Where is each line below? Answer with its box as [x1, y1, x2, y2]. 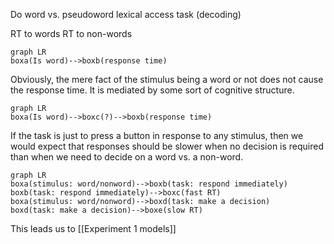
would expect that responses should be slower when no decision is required [10, 140, 325, 152]
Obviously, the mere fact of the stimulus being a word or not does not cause [10, 74, 324, 85]
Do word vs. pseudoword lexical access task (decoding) [10, 9, 242, 20]
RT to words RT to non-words [10, 28, 133, 39]
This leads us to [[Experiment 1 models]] [10, 223, 177, 234]
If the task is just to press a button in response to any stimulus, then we [10, 130, 304, 141]
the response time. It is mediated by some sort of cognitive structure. [10, 84, 295, 96]
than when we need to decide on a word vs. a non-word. [10, 151, 244, 163]
